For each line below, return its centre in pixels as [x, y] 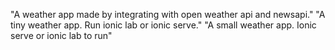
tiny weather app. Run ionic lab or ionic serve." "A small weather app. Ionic [163, 25]
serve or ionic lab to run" [61, 35]
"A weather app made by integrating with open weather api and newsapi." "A [168, 14]
